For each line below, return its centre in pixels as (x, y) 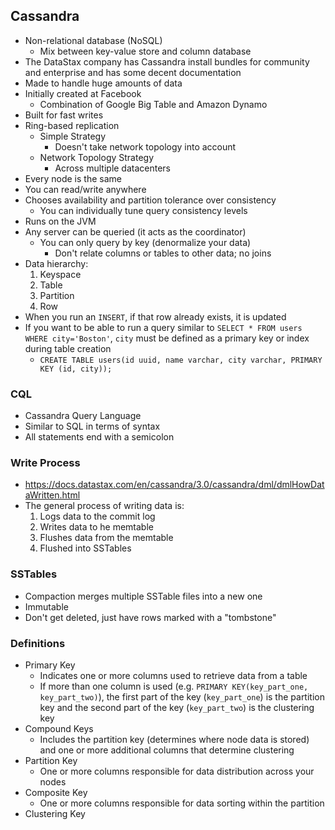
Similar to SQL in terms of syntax (92, 426)
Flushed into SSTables (85, 548)
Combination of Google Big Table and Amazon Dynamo (153, 104)
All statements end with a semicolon (99, 437)
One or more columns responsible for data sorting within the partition (182, 803)
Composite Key (56, 792)
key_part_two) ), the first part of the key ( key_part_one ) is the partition (182, 697)
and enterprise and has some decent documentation (133, 72)
